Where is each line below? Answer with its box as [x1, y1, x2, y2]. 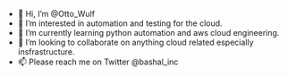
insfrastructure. [17, 46, 75, 57]
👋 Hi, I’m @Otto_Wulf [17, 9, 96, 19]
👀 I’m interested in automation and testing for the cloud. [17, 18, 223, 29]
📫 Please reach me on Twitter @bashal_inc [17, 56, 179, 67]
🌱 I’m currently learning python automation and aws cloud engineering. [17, 28, 280, 38]
